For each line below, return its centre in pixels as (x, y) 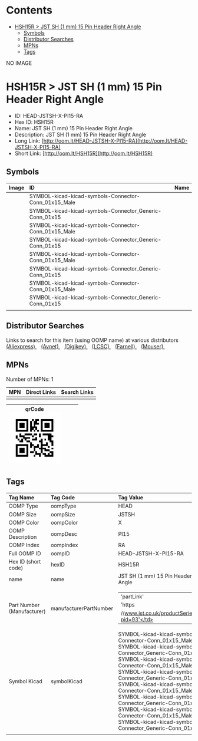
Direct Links (41, 392)
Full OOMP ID (25, 553)
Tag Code (63, 498)
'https (128, 605)
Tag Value (131, 498)
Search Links (77, 392)
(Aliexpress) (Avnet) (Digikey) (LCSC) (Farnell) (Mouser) (85, 346)
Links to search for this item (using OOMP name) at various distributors (92, 340)
